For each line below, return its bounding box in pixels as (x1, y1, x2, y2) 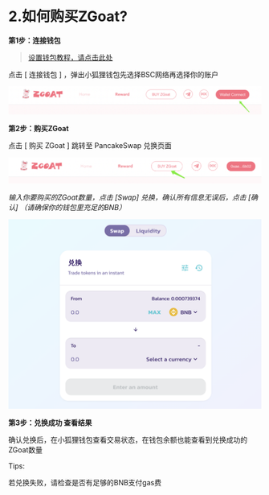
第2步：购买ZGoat (8, 124, 70, 134)
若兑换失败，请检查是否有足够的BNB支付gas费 (8, 477, 162, 487)
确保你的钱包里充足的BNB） (34, 202, 126, 212)
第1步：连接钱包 (8, 35, 62, 45)
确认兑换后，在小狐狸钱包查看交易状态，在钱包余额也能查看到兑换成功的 (8, 435, 247, 444)
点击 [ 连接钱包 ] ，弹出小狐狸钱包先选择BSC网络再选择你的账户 (8, 69, 219, 79)
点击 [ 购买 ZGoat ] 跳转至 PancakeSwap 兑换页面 (8, 141, 173, 151)
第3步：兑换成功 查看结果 (8, 418, 92, 427)
